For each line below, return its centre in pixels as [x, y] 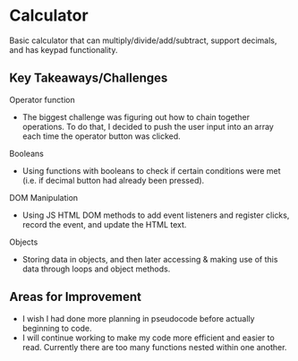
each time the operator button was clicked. [101, 136]
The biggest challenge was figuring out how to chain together [136, 116]
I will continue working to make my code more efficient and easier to [148, 338]
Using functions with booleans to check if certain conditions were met [151, 170]
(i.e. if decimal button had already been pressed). [113, 180]
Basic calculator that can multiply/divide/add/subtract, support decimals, [143, 40]
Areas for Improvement [75, 297]
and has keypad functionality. [64, 49]
